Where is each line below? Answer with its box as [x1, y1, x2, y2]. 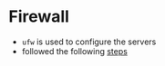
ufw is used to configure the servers [21, 36, 157, 47]
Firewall [8, 6, 70, 27]
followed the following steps [21, 45, 129, 56]
